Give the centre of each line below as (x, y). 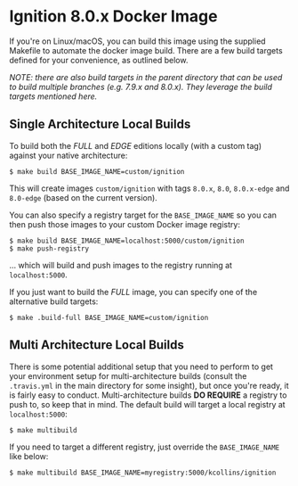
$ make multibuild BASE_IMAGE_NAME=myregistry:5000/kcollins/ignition (143, 473)
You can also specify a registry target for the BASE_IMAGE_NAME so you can (143, 215)
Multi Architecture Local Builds (97, 345)
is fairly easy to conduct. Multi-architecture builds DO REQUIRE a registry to (148, 395)
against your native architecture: (68, 155)
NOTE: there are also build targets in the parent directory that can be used (146, 77)
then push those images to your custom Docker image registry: (125, 224)
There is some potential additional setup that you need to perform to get (141, 367)
